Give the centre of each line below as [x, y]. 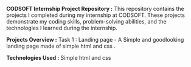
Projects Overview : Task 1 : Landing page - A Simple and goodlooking [95, 40]
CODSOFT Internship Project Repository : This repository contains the [95, 9]
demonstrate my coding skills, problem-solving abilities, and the [86, 21]
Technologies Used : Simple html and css [59, 58]
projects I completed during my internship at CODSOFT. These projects [96, 15]
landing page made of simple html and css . [61, 46]
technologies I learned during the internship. [62, 28]
